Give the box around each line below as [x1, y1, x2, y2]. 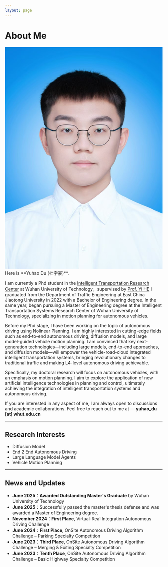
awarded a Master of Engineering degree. [12, 510, 98, 516]
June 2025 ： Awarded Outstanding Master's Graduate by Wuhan [12, 493, 149, 499]
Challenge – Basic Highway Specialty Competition [12, 556, 115, 562]
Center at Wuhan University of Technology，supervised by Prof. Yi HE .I [5, 286, 152, 292]
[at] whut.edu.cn [5, 411, 41, 417]
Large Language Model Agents [12, 454, 76, 460]
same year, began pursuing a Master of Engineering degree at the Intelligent [5, 302, 162, 308]
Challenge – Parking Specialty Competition [12, 533, 101, 539]
